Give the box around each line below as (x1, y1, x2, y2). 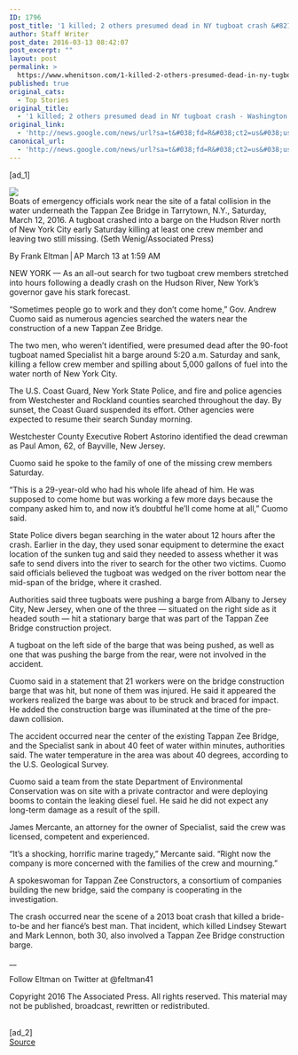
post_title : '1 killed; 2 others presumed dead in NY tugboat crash (9, 21, 268, 30)
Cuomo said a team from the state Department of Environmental (9, 776, 244, 787)
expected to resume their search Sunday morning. (9, 414, 193, 424)
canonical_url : (9, 137, 66, 146)
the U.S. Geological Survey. (9, 758, 109, 769)
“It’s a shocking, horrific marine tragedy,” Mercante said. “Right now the (9, 848, 271, 859)
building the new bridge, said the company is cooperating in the (9, 884, 242, 895)
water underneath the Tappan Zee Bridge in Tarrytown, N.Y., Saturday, (9, 205, 267, 216)
